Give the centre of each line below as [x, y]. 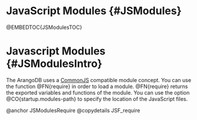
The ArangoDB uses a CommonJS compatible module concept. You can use [99, 80]
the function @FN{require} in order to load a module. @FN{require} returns [97, 86]
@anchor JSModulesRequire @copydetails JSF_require [73, 110]
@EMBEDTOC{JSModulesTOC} [44, 27]
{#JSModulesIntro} [54, 64]
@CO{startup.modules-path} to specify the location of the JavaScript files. [97, 99]
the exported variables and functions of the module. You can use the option [98, 92]
